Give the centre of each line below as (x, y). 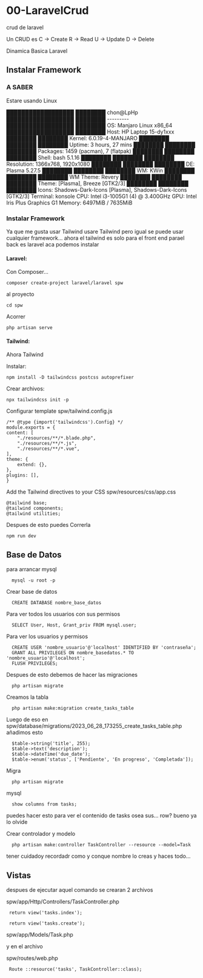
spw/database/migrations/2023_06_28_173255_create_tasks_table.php (94, 726)
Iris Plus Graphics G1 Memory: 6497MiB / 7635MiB (69, 202)
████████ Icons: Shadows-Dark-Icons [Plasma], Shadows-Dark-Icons (97, 189)
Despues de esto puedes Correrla (48, 525)
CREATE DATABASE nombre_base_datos (57, 603)
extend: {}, (32, 465)
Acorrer (16, 317)
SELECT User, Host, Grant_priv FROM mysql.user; (74, 625)
